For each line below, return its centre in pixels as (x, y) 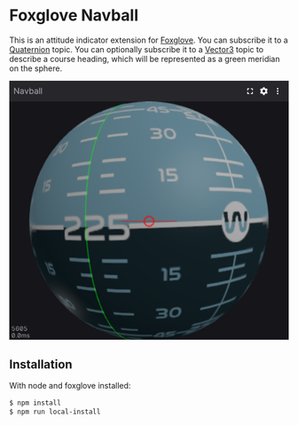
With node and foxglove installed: (70, 386)
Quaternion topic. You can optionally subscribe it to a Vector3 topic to (137, 49)
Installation (41, 364)
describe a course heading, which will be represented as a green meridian (145, 59)
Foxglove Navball (74, 16)
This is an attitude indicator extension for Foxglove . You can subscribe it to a (149, 40)
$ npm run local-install (55, 412)
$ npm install (35, 403)
